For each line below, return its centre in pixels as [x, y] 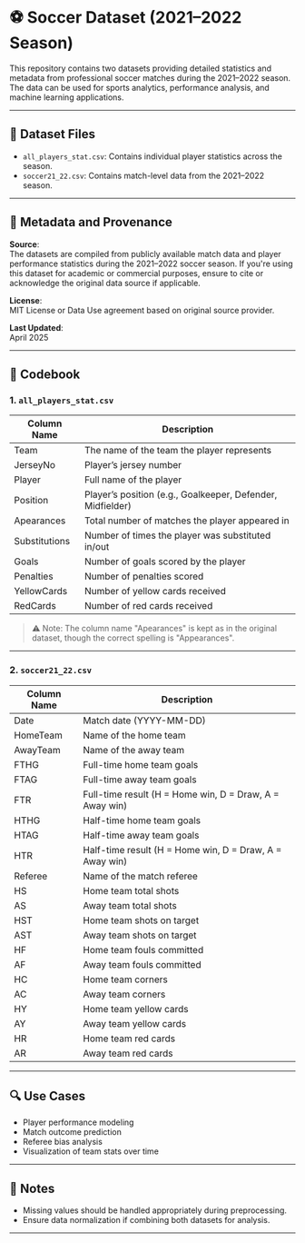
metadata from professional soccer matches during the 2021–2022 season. [150, 77]
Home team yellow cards [136, 1009]
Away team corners [124, 994]
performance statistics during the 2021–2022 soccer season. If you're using [151, 264]
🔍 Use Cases [48, 1096]
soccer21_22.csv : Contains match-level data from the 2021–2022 [143, 175]
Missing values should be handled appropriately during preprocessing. [155, 1210]
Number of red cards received [149, 606]
